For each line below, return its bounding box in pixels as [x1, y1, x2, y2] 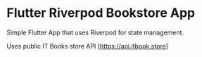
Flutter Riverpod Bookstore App [6, 5, 195, 21]
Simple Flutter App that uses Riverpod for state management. [6, 28, 184, 37]
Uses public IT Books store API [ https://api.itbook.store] [6, 42, 168, 50]
